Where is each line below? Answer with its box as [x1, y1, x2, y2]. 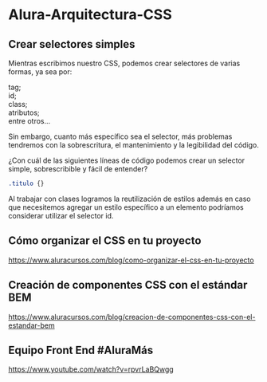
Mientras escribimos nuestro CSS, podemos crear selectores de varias [8, 58, 241, 68]
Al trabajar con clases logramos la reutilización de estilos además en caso [8, 194, 251, 203]
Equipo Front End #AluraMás [8, 343, 154, 356]
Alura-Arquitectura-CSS [8, 6, 173, 24]
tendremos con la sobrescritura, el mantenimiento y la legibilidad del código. [8, 140, 259, 149]
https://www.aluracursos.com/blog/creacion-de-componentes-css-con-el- [8, 312, 256, 321]
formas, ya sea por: [8, 67, 73, 77]
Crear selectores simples [8, 37, 135, 51]
